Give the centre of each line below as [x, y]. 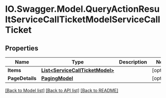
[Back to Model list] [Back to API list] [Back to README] [62, 90]
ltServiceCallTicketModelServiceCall [83, 19]
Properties [22, 48]
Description [133, 62]
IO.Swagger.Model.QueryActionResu [82, 9]
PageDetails [22, 78]
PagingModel [57, 78]
